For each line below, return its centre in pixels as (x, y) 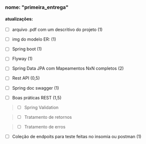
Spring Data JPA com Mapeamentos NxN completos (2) (68, 68)
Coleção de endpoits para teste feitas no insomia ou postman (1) (77, 136)
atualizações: (19, 19)
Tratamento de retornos (48, 117)
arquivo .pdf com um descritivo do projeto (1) (57, 30)
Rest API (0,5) (26, 78)
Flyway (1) (22, 59)
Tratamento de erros (45, 127)
